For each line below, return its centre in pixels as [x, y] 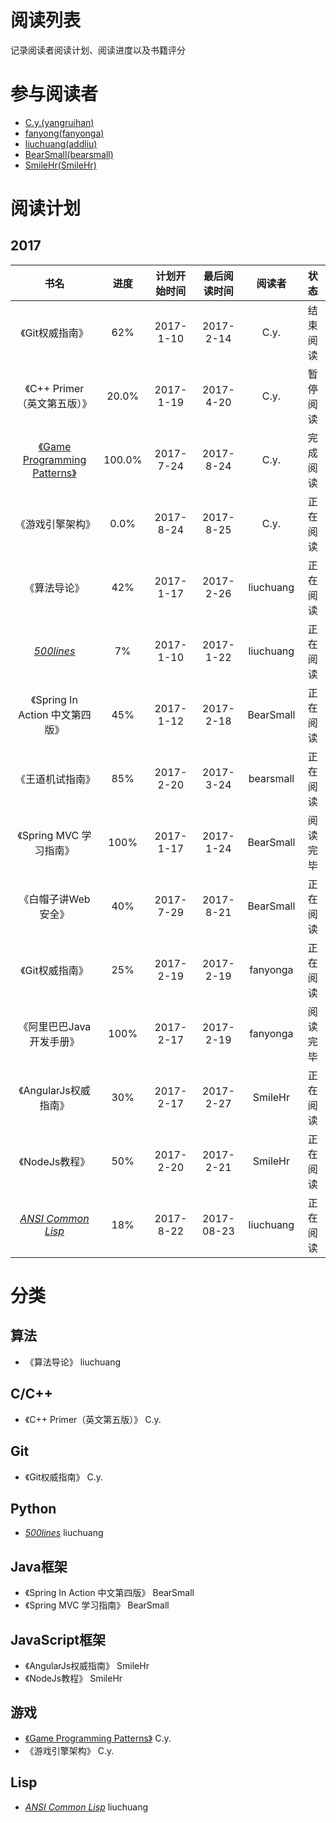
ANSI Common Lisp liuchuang [86, 1807]
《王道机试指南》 [56, 779]
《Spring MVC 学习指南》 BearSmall [97, 1605]
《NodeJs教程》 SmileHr [73, 1678]
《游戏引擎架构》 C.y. [69, 1750]
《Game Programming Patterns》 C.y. [98, 1738]
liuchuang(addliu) [61, 143]
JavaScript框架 [58, 1639]
